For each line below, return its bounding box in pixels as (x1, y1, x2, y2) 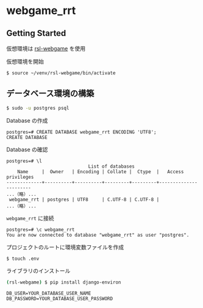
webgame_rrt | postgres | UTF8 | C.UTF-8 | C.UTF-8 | (9, 196, 160, 202)
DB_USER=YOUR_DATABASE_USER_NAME (6, 290, 91, 296)
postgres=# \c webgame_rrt (6, 226, 75, 232)
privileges (6, 174, 34, 180)
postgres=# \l (6, 158, 43, 164)
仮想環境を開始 (6, 58, 44, 65)
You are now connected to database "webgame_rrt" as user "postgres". (6, 232, 190, 238)
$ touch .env (6, 256, 40, 262)
